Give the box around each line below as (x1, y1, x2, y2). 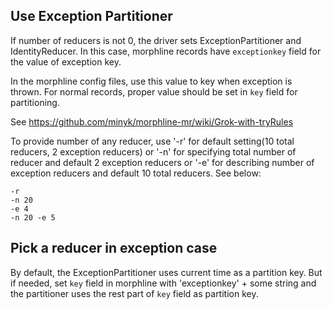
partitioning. (10, 96, 60, 108)
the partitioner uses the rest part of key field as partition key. (10, 287, 259, 299)
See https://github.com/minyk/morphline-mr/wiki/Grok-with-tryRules (10, 115, 294, 128)
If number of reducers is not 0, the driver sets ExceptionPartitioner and (10, 34, 302, 46)
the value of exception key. (10, 55, 122, 68)
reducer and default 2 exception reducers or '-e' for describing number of (10, 156, 315, 168)
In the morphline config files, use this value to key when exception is (10, 75, 293, 87)
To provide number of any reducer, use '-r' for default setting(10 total (10, 135, 295, 147)
